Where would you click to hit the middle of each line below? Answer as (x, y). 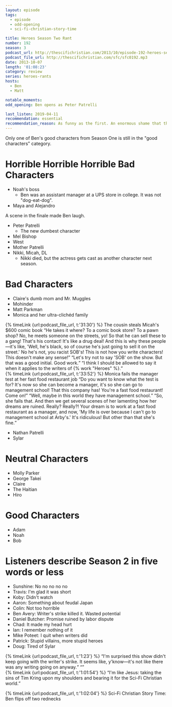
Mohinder (23, 304)
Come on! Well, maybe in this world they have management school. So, (84, 396)
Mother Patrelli (28, 247)
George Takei (27, 478)
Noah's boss (26, 189)
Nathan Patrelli (28, 432)
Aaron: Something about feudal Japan (53, 602)
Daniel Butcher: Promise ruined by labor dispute (63, 619)
